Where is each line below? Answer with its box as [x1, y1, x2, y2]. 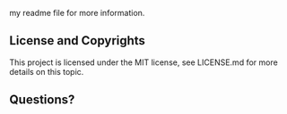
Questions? [9, 93, 75, 108]
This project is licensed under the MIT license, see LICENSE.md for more [9, 57, 278, 68]
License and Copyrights [9, 33, 146, 48]
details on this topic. [9, 66, 84, 77]
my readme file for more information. [9, 8, 145, 18]
